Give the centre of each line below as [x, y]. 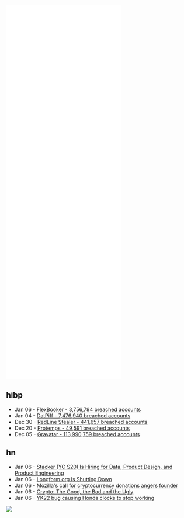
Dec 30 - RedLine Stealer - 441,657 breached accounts [81, 422]
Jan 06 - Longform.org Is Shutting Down [63, 479]
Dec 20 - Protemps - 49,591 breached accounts [72, 428]
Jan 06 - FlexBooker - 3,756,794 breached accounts [78, 409]
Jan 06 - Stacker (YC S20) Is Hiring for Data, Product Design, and [93, 467]
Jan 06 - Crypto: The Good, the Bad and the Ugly [74, 491]
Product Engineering [39, 473]
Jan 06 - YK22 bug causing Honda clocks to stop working [84, 498]
